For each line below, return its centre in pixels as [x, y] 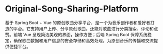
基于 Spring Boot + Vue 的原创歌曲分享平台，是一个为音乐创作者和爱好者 [78, 22]
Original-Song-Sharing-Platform [72, 9]
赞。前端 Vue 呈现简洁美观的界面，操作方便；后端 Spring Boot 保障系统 [76, 34]
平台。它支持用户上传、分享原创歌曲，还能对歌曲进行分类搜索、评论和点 [86, 28]
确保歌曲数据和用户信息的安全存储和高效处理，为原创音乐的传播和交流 [83, 40]
